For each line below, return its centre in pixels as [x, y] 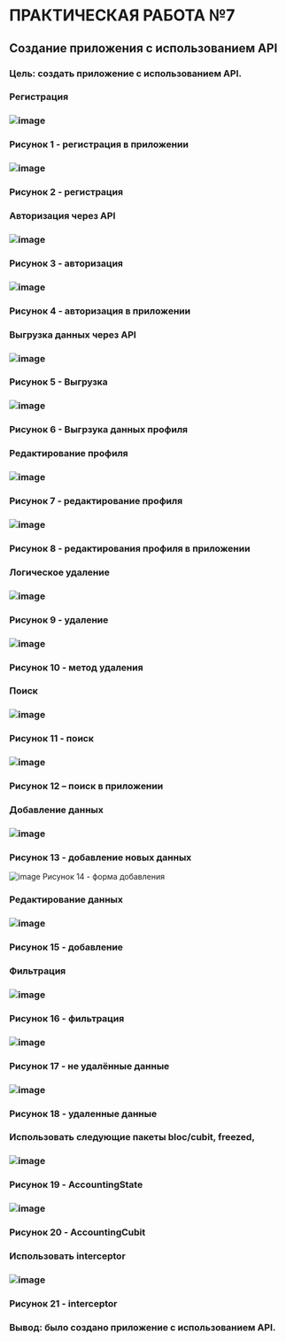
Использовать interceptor [67, 1256]
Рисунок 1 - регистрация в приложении [99, 144]
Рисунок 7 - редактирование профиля [96, 501]
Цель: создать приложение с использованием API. [125, 74]
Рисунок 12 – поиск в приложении [86, 787]
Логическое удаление [60, 572]
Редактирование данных [66, 900]
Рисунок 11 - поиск [52, 739]
